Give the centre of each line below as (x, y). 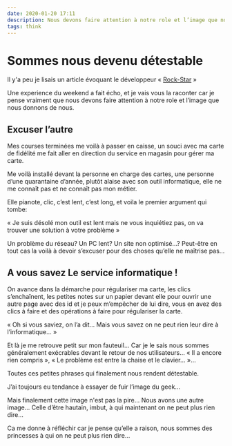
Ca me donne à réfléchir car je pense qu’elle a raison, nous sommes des (110, 428)
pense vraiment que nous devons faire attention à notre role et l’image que (113, 100)
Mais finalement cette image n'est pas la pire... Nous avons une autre (106, 400)
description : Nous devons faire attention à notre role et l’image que (112, 20)
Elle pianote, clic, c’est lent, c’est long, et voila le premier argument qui (107, 202)
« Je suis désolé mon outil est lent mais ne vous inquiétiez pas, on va (105, 223)
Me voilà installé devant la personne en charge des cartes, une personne (111, 174)
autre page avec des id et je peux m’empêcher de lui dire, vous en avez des (115, 304)
